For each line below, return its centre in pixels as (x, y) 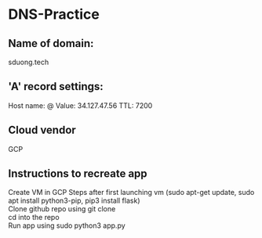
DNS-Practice (54, 14)
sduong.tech (29, 62)
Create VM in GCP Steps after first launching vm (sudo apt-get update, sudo (131, 193)
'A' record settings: (56, 87)
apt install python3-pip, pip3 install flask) (74, 200)
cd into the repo (34, 218)
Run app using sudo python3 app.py (67, 225)
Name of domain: (51, 43)
